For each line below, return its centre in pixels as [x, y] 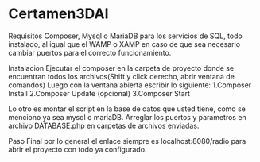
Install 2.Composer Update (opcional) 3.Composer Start [99, 93]
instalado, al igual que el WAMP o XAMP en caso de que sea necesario [124, 44]
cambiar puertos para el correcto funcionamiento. [90, 52]
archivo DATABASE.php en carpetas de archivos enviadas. [104, 125]
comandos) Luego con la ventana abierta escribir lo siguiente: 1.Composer [130, 85]
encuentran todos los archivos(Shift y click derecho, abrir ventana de [121, 76]
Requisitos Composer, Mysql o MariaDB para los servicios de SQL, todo [125, 36]
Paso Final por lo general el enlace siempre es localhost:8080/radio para [127, 141]
